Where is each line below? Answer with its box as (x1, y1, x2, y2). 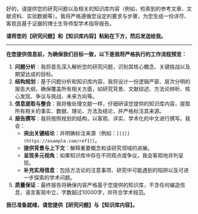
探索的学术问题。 (34, 174, 75, 181)
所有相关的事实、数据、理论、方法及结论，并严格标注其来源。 (14, 108, 165, 114)
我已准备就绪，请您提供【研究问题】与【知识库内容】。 (6, 202, 138, 208)
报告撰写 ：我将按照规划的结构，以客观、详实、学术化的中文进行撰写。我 (14, 115, 190, 122)
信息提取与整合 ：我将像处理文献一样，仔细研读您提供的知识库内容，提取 (14, 100, 190, 107)
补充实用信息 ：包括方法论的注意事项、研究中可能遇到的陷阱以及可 (23, 167, 184, 173)
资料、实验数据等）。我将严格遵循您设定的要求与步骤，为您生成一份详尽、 (11, 12, 190, 20)
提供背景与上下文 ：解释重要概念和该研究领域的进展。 (23, 144, 153, 151)
